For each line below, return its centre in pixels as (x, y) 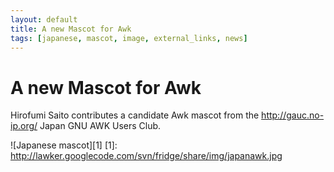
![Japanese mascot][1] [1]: (64, 145)
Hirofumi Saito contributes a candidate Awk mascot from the (135, 115)
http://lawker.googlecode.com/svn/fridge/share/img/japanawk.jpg (146, 156)
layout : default (44, 19)
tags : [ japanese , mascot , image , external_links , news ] (129, 38)
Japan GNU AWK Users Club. (100, 126)
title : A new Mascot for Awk (71, 29)
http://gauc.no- (293, 115)
